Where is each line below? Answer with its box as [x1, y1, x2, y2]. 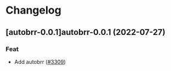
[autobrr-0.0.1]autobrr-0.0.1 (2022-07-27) [5, 27, 166, 37]
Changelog [5, 4, 62, 17]
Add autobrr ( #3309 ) [14, 58, 66, 65]
